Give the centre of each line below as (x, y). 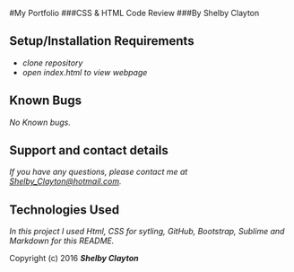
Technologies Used (64, 210)
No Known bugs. (40, 122)
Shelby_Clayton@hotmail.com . (65, 181)
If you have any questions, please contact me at (99, 172)
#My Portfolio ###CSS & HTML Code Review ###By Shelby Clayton (134, 13)
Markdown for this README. (62, 241)
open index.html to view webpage (85, 72)
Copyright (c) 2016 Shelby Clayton (74, 259)
